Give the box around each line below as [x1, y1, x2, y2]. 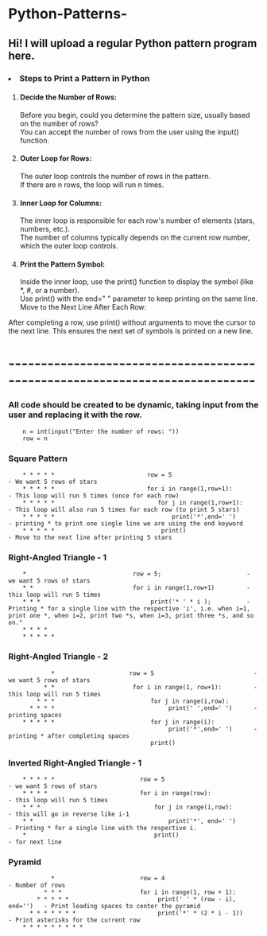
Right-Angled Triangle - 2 [8, 651, 109, 662]
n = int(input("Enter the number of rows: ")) [22, 427, 180, 435]
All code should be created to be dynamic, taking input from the [8, 400, 259, 411]
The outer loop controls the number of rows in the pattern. [19, 171, 211, 181]
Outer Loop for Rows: [19, 154, 92, 163]
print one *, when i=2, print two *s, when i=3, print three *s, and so [8, 612, 254, 620]
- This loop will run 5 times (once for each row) [8, 492, 180, 500]
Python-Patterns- [8, 5, 128, 23]
